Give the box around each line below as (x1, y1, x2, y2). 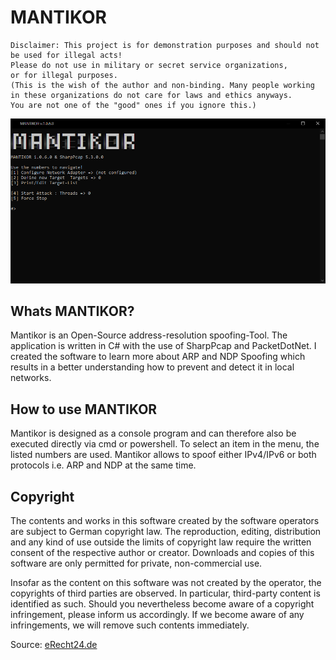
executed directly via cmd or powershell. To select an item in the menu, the (10, 438, 320, 450)
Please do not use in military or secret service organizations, (10, 60, 288, 70)
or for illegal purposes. (10, 70, 118, 80)
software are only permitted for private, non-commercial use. (10, 557, 263, 569)
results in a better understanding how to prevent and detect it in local (10, 361, 295, 373)
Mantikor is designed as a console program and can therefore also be (10, 427, 297, 440)
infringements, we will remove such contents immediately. (10, 619, 250, 631)
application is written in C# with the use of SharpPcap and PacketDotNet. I (10, 340, 317, 352)
